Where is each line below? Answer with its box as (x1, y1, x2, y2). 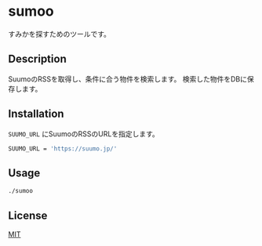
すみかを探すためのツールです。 (8, 29, 111, 38)
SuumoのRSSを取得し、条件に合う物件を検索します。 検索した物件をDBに (8, 74, 247, 84)
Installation (8, 107, 64, 121)
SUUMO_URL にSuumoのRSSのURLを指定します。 (8, 128, 159, 139)
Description (8, 52, 67, 66)
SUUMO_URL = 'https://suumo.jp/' (8, 144, 118, 153)
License (8, 208, 48, 222)
